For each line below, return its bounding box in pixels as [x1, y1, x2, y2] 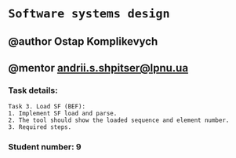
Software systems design [8, 6, 170, 21]
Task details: [8, 85, 58, 96]
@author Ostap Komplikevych [8, 35, 158, 48]
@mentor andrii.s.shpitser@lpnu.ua [8, 61, 189, 75]
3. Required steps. [8, 123, 72, 131]
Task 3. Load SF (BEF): [8, 103, 86, 111]
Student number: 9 [8, 141, 82, 152]
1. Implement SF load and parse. [8, 109, 118, 118]
